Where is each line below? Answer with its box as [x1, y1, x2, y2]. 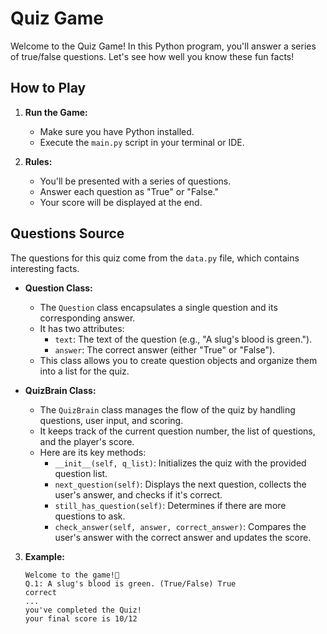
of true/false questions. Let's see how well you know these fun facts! [10, 50, 295, 62]
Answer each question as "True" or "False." [39, 185, 220, 197]
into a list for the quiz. [39, 365, 130, 377]
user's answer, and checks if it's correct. [54, 488, 223, 501]
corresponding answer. [39, 312, 136, 324]
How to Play [10, 80, 87, 97]
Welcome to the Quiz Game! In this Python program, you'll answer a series [10, 40, 317, 52]
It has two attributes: [39, 322, 125, 334]
